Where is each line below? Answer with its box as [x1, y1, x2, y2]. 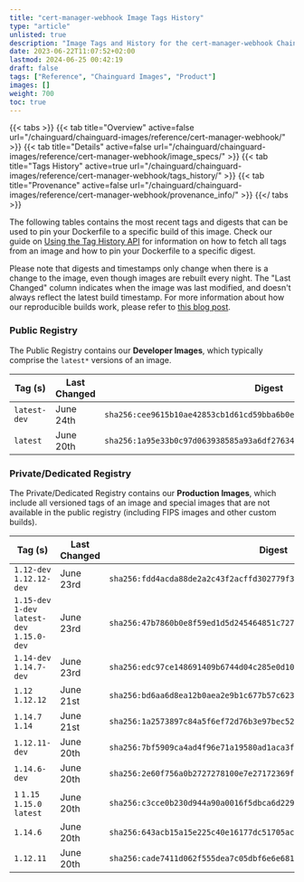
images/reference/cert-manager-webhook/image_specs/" [9, 151, 226, 162]
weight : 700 [9, 89, 54, 98]
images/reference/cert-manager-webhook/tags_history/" [9, 170, 223, 181]
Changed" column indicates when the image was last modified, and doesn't [9, 283, 291, 293]
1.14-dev [14, 653, 52, 663]
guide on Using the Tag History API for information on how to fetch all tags [9, 236, 287, 247]
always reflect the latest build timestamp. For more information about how [9, 292, 285, 303]
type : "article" [9, 22, 71, 31]
